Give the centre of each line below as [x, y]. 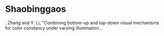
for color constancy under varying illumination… [54, 28]
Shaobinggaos [36, 9]
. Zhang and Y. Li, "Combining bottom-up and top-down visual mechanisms [82, 23]
